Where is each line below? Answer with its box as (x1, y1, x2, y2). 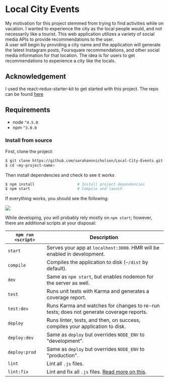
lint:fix (8, 369, 29, 375)
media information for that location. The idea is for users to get (5, 52, 135, 58)
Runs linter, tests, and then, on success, (46, 316, 141, 324)
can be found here (5, 91, 44, 97)
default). (46, 265, 67, 272)
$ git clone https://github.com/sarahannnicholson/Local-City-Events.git (5, 158, 163, 163)
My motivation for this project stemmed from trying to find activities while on (5, 20, 164, 26)
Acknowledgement (5, 72, 66, 81)
